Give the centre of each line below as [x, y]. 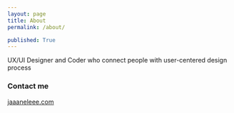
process [19, 68]
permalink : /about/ [36, 27]
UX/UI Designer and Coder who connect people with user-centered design [117, 60]
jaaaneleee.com [31, 102]
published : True [31, 40]
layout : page [27, 14]
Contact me [28, 86]
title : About [27, 21]
